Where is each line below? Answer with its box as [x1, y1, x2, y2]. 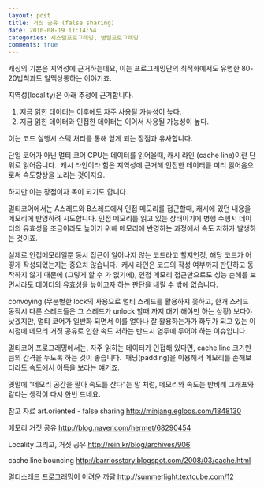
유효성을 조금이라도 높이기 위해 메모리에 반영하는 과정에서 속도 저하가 [22, 224, 236, 233]
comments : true [8, 41, 58, 49]
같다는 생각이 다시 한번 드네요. [8, 389, 101, 399]
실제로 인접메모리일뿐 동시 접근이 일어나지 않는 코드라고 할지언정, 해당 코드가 [8, 250, 244, 260]
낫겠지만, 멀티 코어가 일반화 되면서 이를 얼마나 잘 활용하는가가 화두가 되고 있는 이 [8, 317, 256, 326]
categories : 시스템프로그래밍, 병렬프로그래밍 [8, 33, 139, 42]
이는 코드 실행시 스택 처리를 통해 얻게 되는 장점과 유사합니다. [8, 134, 193, 143]
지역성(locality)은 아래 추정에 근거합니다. [8, 90, 134, 100]
